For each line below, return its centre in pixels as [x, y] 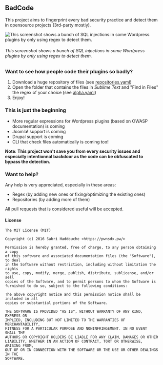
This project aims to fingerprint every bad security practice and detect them [81, 20]
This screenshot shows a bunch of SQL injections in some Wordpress [75, 51]
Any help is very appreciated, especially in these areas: [61, 184]
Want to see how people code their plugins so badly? [69, 72]
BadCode [20, 8]
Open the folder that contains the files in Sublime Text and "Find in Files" [85, 87]
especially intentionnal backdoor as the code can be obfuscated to [74, 156]
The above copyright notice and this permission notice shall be [73, 295]
